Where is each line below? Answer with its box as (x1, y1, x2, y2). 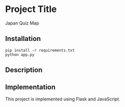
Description (5, 66, 42, 74)
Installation (5, 34, 41, 43)
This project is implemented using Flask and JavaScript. (5, 96, 120, 102)
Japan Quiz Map (5, 20, 39, 26)
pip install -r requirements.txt (5, 47, 75, 53)
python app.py (5, 52, 35, 57)
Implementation (5, 82, 56, 91)
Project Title (5, 3, 57, 15)
